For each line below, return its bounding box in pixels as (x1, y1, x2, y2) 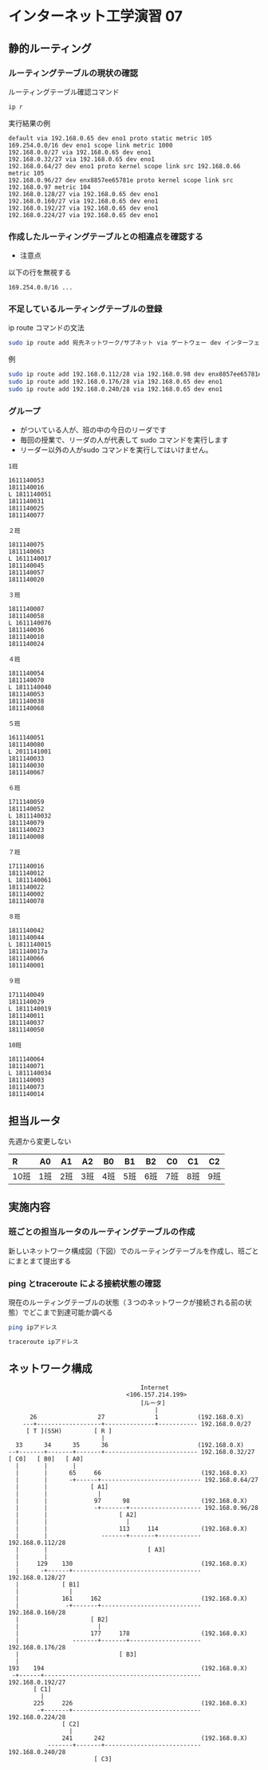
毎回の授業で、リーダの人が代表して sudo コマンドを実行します (19, 436, 229, 445)
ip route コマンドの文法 (8, 323, 85, 333)
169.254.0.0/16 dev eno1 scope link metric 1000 (8, 141, 173, 149)
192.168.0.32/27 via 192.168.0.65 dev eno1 (8, 155, 156, 164)
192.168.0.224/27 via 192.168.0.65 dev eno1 (8, 211, 159, 219)
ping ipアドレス (8, 1323, 57, 1331)
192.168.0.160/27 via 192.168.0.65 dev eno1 (8, 197, 159, 205)
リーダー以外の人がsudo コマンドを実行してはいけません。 (19, 445, 213, 455)
